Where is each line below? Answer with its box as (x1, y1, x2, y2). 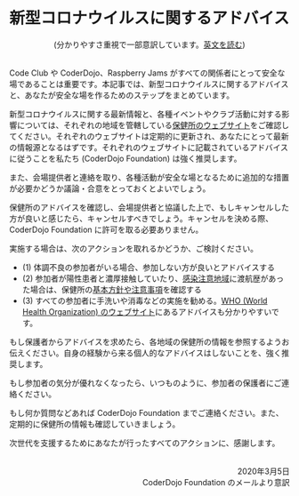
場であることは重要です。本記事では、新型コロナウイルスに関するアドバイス (9, 78, 289, 89)
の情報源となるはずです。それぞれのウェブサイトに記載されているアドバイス (9, 141, 289, 152)
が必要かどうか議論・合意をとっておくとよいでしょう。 (9, 183, 211, 194)
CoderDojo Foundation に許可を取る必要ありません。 (9, 224, 204, 235)
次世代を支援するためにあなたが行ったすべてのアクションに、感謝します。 (9, 437, 280, 448)
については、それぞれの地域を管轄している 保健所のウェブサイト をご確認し (16, 119, 289, 130)
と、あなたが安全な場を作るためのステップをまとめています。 (9, 90, 235, 100)
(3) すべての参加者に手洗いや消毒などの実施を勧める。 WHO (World (21, 295, 268, 306)
